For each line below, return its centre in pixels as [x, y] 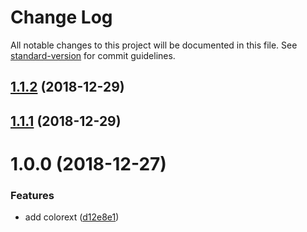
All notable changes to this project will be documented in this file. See [154, 45]
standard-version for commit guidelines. [93, 55]
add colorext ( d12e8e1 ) [72, 217]
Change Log [61, 17]
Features [32, 195]
